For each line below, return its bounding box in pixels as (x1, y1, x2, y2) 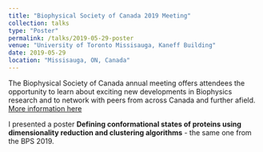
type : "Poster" (8, 26, 59, 34)
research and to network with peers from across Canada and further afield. (8, 95, 256, 105)
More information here (8, 103, 82, 113)
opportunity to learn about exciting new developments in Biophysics (8, 86, 233, 96)
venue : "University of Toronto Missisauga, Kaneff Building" (8, 42, 217, 50)
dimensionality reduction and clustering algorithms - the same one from (8, 127, 252, 137)
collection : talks (8, 19, 70, 27)
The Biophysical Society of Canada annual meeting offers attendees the (8, 78, 245, 88)
